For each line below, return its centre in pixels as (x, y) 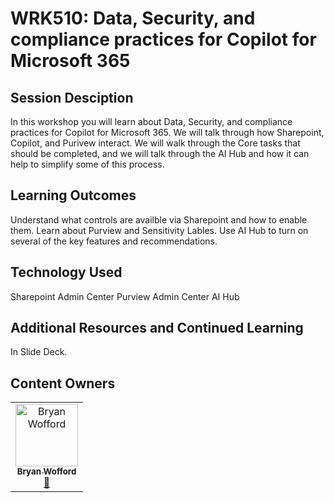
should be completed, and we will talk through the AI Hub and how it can (160, 153)
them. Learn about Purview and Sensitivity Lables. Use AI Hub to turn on (159, 230)
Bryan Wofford (46, 471)
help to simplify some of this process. (87, 164)
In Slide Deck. (39, 352)
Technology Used (66, 272)
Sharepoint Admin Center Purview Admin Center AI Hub (125, 296)
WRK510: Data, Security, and (133, 18)
